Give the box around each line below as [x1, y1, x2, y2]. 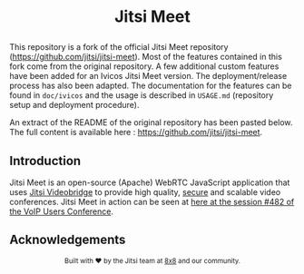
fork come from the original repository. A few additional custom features [9, 61, 279, 72]
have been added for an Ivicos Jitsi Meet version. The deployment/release [9, 71, 288, 82]
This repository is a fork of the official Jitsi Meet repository [9, 42, 229, 53]
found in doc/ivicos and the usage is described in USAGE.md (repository [9, 90, 274, 101]
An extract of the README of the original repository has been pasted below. [9, 117, 293, 128]
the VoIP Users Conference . [9, 206, 114, 217]
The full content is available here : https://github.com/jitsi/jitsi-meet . [9, 127, 263, 138]
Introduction [9, 152, 82, 169]
